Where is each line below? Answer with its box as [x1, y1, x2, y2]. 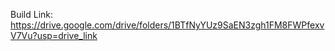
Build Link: [10, 9, 54, 20]
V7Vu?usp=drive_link [10, 30, 98, 41]
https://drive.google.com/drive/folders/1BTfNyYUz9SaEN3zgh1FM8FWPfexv [10, 19, 325, 31]
